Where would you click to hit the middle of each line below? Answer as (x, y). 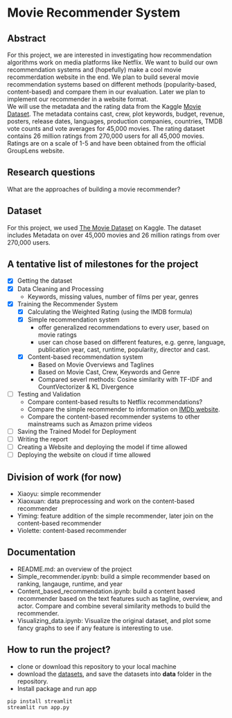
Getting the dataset (45, 281)
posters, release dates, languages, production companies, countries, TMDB (115, 121)
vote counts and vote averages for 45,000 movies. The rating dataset (106, 129)
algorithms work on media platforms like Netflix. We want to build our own (113, 62)
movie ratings (57, 335)
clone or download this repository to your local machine (97, 666)
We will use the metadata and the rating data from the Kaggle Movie (104, 106)
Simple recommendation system (73, 319)
